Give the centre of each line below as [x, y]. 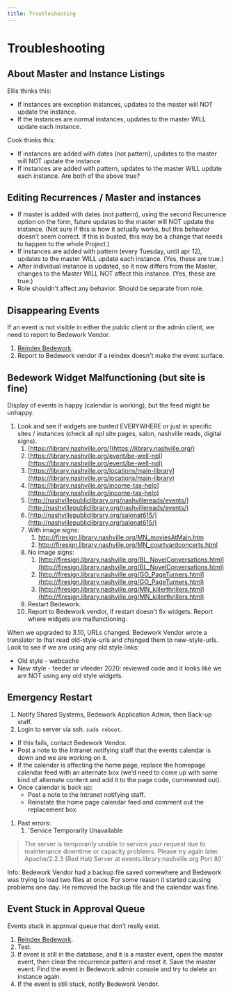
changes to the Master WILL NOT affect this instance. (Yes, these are [116, 274]
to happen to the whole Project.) [63, 244]
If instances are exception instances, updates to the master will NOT [115, 104]
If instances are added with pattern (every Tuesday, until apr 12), [110, 251]
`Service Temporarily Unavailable [75, 830]
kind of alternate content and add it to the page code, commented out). [119, 779]
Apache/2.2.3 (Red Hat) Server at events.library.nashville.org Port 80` [124, 858]
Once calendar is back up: [55, 787]
